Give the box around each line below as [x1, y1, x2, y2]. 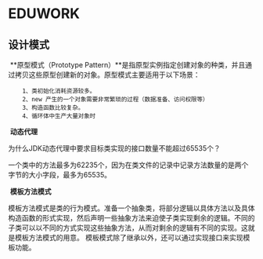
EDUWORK [8, 5, 81, 23]
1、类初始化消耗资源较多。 [22, 87, 96, 95]
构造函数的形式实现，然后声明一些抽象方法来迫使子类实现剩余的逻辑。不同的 [8, 213, 255, 222]
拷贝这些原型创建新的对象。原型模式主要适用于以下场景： [14, 70, 200, 79]
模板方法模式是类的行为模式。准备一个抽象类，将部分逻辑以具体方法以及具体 [8, 203, 255, 213]
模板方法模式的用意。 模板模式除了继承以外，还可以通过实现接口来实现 [14, 233, 243, 242]
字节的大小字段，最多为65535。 [8, 170, 112, 179]
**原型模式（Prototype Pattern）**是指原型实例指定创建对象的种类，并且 [9, 60, 246, 69]
